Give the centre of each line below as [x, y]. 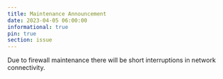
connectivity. [26, 68]
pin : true [22, 34]
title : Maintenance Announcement [57, 14]
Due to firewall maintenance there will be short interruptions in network [111, 60]
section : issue [30, 40]
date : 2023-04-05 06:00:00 [47, 20]
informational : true [38, 27]
